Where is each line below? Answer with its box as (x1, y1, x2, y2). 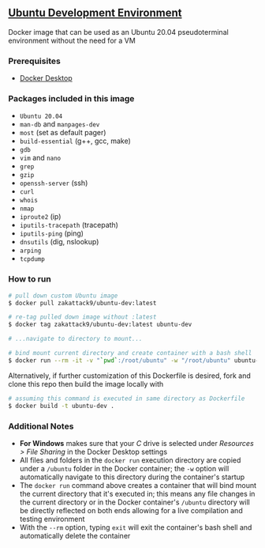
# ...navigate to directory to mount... (8, 335, 144, 343)
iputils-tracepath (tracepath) (19, 221, 118, 230)
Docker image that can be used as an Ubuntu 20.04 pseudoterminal (8, 27, 229, 36)
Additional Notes (8, 421, 74, 432)
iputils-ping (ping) (19, 229, 84, 238)
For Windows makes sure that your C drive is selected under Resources (19, 438, 254, 448)
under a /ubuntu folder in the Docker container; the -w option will (19, 463, 230, 473)
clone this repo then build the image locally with (8, 379, 164, 388)
